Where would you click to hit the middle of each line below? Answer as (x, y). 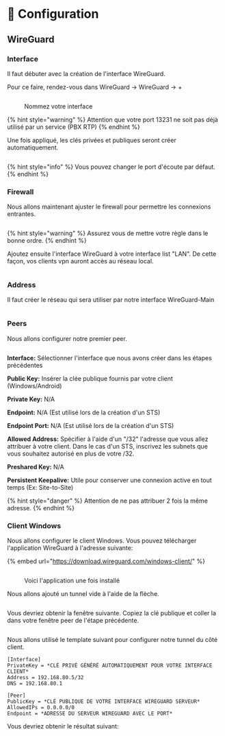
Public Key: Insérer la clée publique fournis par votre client (90, 378)
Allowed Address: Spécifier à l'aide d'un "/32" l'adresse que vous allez (108, 439)
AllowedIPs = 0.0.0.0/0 (41, 708)
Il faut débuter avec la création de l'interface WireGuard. (86, 73)
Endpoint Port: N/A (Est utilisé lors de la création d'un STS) (91, 425)
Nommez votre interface (58, 106)
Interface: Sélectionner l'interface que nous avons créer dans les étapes (109, 358)
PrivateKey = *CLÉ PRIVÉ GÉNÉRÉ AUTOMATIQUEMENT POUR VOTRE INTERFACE (110, 666)
